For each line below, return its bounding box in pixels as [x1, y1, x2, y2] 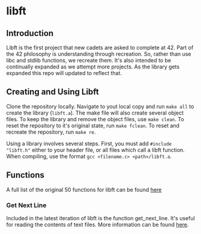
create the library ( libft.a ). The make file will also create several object [6, 109, 184, 116]
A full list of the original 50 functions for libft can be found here [6, 186, 162, 193]
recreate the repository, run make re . [6, 128, 96, 136]
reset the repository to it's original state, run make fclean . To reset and [6, 122, 180, 129]
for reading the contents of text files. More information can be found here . [6, 221, 189, 228]
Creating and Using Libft [6, 87, 99, 97]
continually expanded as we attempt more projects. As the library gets [6, 63, 180, 70]
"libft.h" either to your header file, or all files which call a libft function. [6, 146, 185, 154]
